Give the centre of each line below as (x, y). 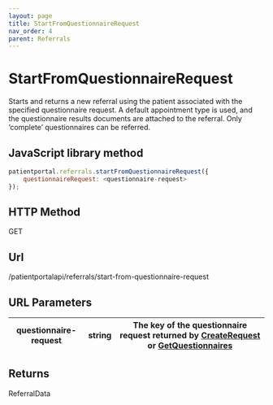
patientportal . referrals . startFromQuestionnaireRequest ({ (108, 172)
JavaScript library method (76, 152)
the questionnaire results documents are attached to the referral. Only (125, 119)
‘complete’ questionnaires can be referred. (80, 128)
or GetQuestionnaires (190, 346)
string (100, 336)
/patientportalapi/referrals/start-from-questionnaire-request (109, 277)
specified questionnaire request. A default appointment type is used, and (131, 110)
